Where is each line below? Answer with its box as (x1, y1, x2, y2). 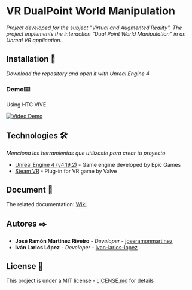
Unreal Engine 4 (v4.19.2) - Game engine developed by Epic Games (14, 161, 181, 168)
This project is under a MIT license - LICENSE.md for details (6, 277, 154, 285)
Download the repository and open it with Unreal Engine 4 (6, 70, 150, 77)
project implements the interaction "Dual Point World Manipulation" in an (6, 30, 186, 37)
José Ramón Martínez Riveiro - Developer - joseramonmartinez (14, 237, 173, 245)
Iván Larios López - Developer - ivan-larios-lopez (14, 244, 138, 251)
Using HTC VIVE (6, 101, 47, 108)
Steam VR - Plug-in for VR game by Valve (14, 167, 117, 175)
